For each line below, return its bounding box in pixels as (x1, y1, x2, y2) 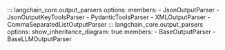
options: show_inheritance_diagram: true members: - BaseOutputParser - (7, 27, 216, 36)
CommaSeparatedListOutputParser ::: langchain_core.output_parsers (7, 21, 204, 28)
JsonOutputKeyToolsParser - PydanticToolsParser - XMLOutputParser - (7, 13, 211, 21)
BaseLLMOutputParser (7, 35, 72, 43)
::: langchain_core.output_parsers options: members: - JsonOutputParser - (7, 6, 219, 14)
